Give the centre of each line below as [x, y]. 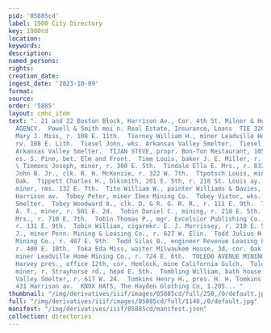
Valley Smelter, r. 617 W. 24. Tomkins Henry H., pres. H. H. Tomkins [139, 279]
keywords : [25, 46]
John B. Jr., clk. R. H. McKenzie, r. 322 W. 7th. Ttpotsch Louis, [133, 174]
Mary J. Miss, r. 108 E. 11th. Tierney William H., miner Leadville [135, 136]
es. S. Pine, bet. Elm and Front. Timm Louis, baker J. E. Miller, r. [139, 158]
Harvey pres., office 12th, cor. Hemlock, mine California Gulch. [129, 263]
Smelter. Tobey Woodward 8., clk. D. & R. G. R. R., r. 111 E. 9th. [135, 204]
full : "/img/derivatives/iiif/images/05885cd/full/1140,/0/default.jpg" [133, 301]
